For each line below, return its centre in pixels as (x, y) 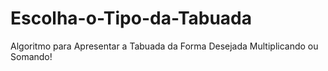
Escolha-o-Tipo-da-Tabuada (131, 18)
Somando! (31, 56)
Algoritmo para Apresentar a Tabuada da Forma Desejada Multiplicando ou (164, 46)
